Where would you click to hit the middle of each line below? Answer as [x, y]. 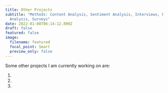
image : [12, 38]
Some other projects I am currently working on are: [58, 66]
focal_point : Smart [30, 47]
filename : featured [30, 42]
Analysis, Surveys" [30, 19]
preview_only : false [31, 51]
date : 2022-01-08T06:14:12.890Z [39, 24]
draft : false [19, 28]
